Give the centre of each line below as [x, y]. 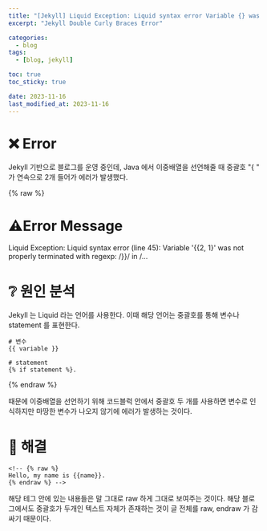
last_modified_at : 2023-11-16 [59, 104]
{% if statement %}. [43, 370]
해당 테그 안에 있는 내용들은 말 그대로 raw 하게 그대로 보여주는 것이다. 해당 [124, 499]
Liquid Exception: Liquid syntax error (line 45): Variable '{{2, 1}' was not [126, 248]
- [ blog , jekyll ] [44, 60]
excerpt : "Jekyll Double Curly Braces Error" [85, 23]
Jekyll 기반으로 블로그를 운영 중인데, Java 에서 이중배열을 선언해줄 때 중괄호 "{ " [134, 167]
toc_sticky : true [37, 82]
